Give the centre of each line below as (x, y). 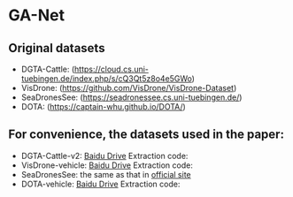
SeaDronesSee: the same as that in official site (106, 174)
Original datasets (57, 48)
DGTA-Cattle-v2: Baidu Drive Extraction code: (104, 155)
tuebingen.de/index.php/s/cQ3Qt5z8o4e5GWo (106, 79)
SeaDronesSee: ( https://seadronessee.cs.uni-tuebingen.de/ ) (131, 97)
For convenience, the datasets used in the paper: (146, 135)
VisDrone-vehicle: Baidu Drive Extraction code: (107, 165)
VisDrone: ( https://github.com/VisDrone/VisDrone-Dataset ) (129, 88)
